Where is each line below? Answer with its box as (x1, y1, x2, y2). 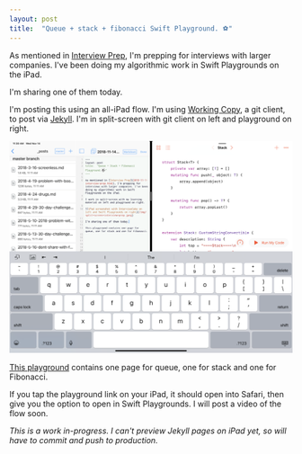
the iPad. (9, 68, 42, 80)
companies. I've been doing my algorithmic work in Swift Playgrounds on (9, 59, 280, 70)
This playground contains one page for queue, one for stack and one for (9, 362, 277, 372)
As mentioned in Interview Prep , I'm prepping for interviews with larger (9, 49, 271, 60)
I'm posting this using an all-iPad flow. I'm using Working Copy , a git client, (9, 103, 286, 114)
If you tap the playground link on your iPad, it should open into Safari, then (9, 389, 285, 399)
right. (9, 122, 30, 134)
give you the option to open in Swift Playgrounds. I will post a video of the (9, 398, 282, 409)
